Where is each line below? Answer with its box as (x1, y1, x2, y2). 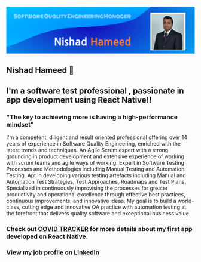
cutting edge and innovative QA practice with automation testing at (22, 204, 187, 211)
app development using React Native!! (6, 95, 152, 105)
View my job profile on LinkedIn (6, 248, 100, 257)
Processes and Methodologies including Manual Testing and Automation (6, 165, 185, 173)
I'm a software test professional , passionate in (6, 85, 184, 95)
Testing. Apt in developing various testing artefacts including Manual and (6, 172, 187, 179)
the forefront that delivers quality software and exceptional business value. (6, 210, 191, 217)
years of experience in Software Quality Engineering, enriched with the (6, 140, 181, 147)
